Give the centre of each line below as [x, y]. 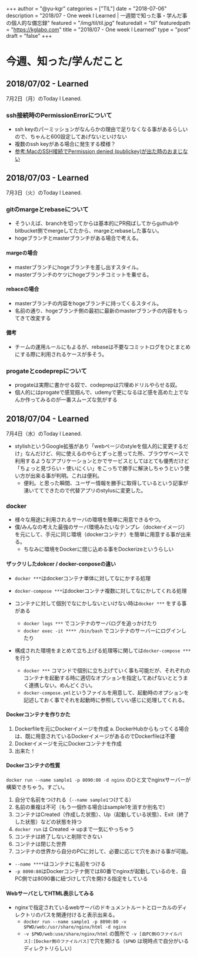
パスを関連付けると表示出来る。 [79, 915]
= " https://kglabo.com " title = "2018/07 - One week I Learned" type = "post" [98, 30]
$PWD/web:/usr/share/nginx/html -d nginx [75, 927]
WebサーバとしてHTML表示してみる [50, 893]
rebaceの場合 [23, 289]
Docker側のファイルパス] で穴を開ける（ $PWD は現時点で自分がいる [112, 941]
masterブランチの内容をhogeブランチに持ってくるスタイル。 [88, 303]
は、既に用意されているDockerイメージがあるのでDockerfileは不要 [95, 736]
